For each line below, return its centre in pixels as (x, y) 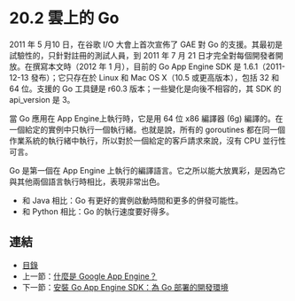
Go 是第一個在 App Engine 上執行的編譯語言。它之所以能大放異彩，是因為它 (147, 170)
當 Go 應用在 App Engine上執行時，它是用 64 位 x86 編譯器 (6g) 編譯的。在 (146, 118)
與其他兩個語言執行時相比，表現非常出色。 (87, 181)
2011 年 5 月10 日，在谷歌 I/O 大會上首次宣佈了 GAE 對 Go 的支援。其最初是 (146, 44)
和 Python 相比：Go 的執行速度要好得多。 (98, 211)
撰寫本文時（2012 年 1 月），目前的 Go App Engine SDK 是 (137, 66)
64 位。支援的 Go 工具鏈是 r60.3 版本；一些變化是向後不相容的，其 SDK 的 (145, 89)
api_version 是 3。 (42, 99)
